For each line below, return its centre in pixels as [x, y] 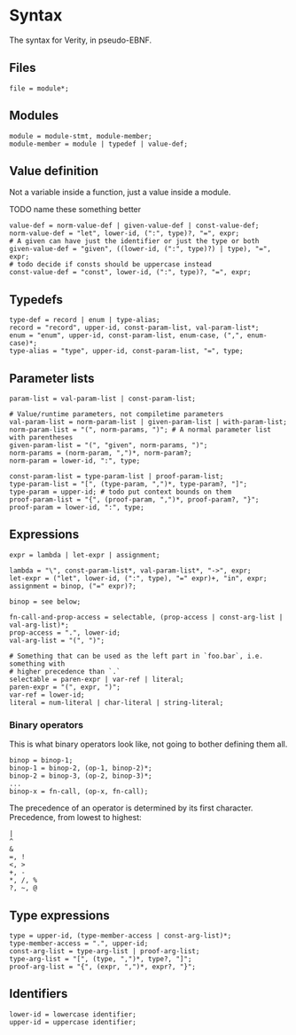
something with [37, 664]
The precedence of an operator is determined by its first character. [131, 808]
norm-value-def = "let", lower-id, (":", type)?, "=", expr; [125, 233]
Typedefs [36, 300]
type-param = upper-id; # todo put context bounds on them [121, 492]
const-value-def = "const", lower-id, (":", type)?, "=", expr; [130, 273]
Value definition [54, 171]
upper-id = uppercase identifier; [73, 1022]
